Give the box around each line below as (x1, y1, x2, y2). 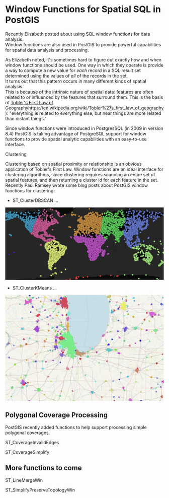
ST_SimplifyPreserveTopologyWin (5, 487, 75, 493)
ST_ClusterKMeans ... (12, 284, 57, 291)
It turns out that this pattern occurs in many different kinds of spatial (5, 78, 147, 84)
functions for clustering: (5, 187, 55, 193)
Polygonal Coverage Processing (5, 411, 108, 419)
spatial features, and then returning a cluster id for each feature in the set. (5, 177, 158, 183)
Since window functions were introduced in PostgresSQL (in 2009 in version (5, 125, 163, 131)
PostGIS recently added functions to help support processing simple (5, 424, 147, 430)
